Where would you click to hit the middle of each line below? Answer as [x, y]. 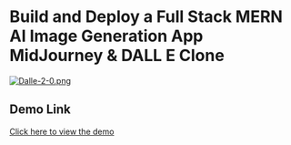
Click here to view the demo [62, 131]
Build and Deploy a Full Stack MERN [146, 17]
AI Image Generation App [106, 36]
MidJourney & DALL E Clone [117, 56]
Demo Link [40, 110]
